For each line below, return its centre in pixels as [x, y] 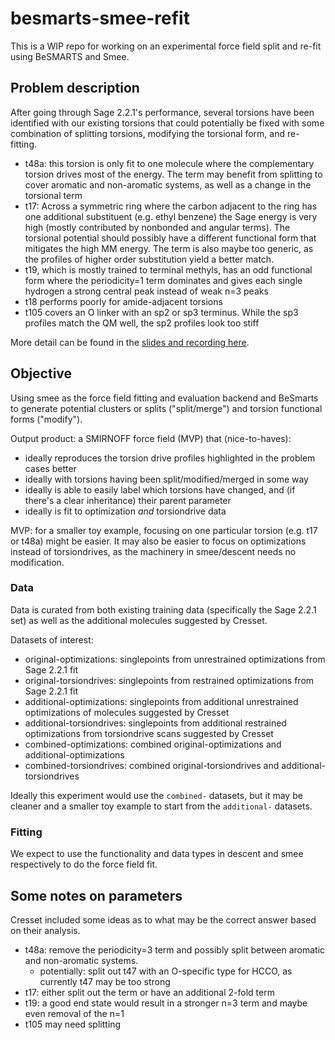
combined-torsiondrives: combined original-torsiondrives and [152, 765]
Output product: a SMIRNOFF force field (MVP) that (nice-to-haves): [151, 438]
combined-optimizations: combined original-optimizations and [153, 744]
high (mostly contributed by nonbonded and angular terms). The [157, 227]
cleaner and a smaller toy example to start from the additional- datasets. [161, 806]
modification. [37, 562]
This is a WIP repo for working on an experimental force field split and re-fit [166, 46]
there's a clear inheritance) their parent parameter [128, 500]
